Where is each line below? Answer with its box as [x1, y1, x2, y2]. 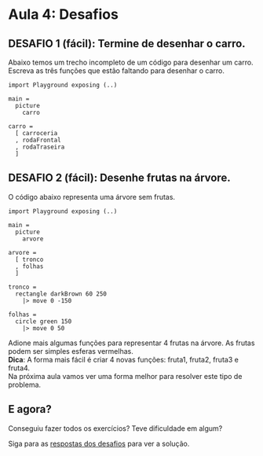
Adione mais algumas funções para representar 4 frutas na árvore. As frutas [8, 338, 255, 348]
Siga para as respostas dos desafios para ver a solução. [8, 439, 190, 448]
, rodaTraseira [15, 143, 65, 151]
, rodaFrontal [15, 136, 61, 144]
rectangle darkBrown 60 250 [15, 289, 108, 298]
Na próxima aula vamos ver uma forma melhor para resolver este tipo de [8, 371, 243, 381]
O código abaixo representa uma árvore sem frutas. [8, 192, 175, 201]
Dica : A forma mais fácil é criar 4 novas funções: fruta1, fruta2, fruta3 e [8, 355, 239, 364]
